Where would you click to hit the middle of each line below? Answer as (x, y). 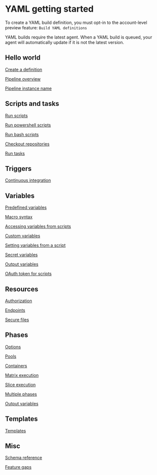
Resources (22, 289)
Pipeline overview (23, 79)
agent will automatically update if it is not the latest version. (65, 42)
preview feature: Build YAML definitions (46, 27)
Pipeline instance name (29, 88)
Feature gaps (18, 467)
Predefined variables (26, 207)
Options (13, 347)
